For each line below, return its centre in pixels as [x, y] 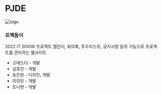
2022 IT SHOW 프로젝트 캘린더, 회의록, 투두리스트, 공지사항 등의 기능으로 [75, 47]
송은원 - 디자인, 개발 [31, 75]
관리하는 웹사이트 [30, 53]
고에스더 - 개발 [26, 63]
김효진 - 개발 [24, 69]
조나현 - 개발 [24, 87]
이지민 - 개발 [24, 81]
